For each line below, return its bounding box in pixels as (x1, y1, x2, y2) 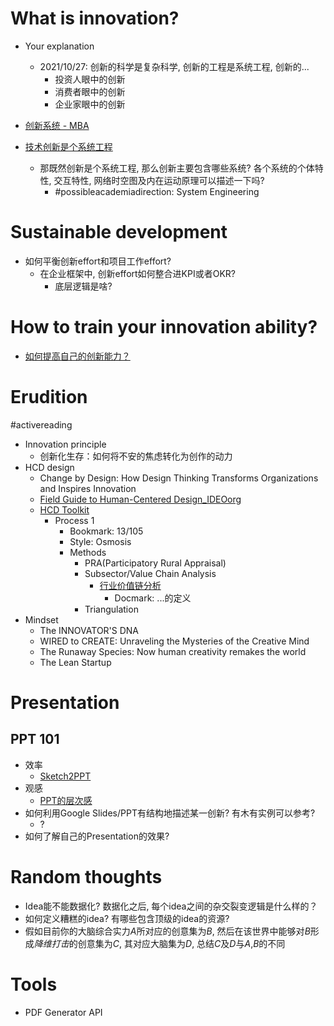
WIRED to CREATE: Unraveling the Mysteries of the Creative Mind (39, 635, 310, 647)
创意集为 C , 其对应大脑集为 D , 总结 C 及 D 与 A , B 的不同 (77, 937, 286, 949)
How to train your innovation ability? (10, 316, 318, 339)
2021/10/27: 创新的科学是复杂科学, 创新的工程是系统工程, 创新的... (39, 60, 310, 72)
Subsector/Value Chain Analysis (84, 567, 217, 579)
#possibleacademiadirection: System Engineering (54, 185, 260, 197)
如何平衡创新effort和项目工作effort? (24, 255, 172, 267)
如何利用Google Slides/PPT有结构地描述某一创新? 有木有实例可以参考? (24, 807, 316, 819)
